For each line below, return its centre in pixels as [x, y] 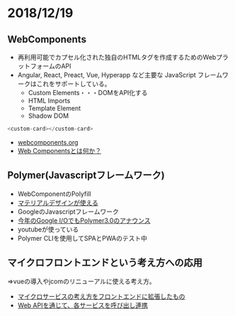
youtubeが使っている [48, 229]
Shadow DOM [48, 116]
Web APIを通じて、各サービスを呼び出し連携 [83, 305]
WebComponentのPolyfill [54, 194]
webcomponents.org [48, 142]
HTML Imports [49, 100]
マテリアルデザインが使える [58, 202]
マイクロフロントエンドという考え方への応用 [105, 263]
